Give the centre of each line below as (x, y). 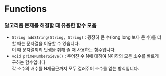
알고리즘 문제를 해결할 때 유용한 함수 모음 (51, 26)
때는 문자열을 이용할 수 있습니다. (49, 44)
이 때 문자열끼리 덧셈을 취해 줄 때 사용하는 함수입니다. (64, 50)
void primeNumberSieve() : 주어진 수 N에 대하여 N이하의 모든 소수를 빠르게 (85, 56)
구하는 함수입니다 (29, 62)
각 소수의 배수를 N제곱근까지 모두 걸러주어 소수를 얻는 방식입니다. (75, 69)
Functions (26, 9)
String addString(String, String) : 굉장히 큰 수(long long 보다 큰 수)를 (84, 37)
